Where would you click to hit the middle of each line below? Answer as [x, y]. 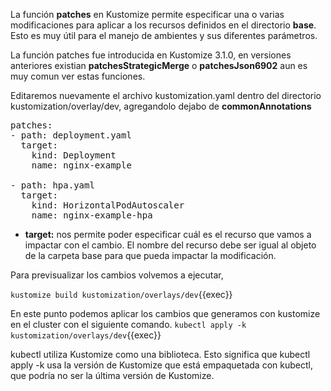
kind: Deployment [74, 155]
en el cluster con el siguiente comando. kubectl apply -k [128, 324]
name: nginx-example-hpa [92, 215]
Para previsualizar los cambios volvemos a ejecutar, [117, 275]
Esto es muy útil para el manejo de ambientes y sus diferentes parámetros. [164, 35]
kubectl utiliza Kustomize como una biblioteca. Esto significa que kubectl [160, 354]
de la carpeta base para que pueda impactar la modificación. [150, 255]
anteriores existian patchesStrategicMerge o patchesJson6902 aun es [159, 65]
